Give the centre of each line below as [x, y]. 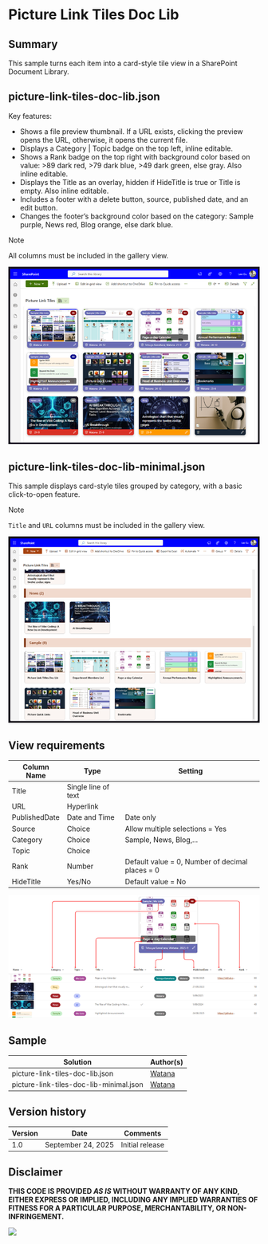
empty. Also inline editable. [64, 191]
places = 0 [142, 870]
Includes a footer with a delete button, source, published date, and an [134, 199]
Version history [47, 1111]
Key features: [30, 116]
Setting [191, 771]
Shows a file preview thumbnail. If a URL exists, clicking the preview [131, 131]
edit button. [39, 207]
